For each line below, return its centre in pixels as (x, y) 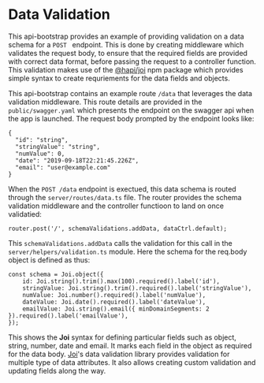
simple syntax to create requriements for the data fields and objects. (119, 78)
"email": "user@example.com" (63, 167)
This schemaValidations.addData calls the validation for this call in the (120, 243)
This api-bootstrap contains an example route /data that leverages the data (130, 93)
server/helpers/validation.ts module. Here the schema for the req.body (128, 251)
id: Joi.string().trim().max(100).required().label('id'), (121, 281)
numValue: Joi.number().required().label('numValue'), (114, 295)
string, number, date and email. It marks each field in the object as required (130, 345)
